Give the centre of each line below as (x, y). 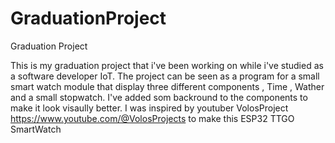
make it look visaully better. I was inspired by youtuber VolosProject (149, 108)
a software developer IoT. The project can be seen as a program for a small (165, 76)
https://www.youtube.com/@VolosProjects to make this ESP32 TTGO (152, 118)
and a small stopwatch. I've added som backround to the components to (159, 97)
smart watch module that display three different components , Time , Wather (167, 86)
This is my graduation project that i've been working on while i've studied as (167, 65)
